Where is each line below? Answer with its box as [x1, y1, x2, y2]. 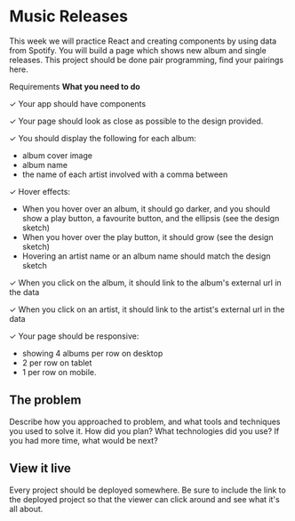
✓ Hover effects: [9, 186, 71, 196]
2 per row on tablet [21, 357, 92, 368]
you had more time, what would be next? [9, 435, 158, 445]
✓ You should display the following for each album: [9, 132, 197, 143]
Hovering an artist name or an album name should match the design [21, 251, 271, 261]
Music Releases [9, 6, 129, 27]
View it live [9, 461, 71, 477]
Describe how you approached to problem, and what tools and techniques [9, 416, 281, 427]
